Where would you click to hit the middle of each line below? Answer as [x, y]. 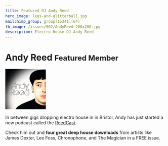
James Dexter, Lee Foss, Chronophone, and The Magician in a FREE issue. [83, 138]
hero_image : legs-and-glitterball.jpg [46, 16]
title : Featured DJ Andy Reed [37, 11]
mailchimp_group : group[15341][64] [43, 21]
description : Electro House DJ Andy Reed [50, 32]
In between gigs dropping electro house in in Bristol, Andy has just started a [84, 117]
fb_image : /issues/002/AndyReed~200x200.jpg [53, 27]
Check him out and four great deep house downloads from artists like [78, 133]
